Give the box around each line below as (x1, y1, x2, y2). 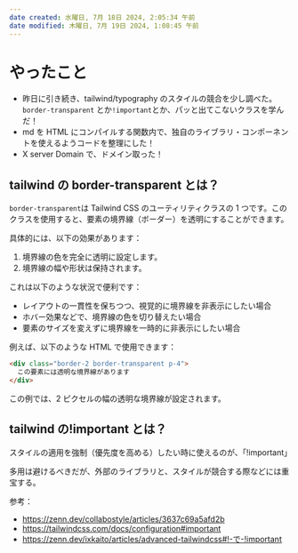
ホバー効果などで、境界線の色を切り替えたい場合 (21, 312, 202, 323)
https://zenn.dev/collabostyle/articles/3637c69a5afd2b (21, 513, 225, 525)
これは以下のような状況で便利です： (9, 282, 142, 293)
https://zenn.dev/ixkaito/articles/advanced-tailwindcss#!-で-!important (21, 533, 282, 544)
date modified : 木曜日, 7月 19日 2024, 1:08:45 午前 (9, 21, 199, 30)
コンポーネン (241, 126, 289, 138)
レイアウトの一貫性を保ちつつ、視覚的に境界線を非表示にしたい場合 (21, 301, 272, 311)
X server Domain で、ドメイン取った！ (21, 148, 164, 160)
